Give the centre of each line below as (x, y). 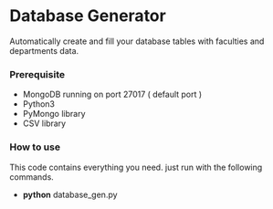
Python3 (38, 104)
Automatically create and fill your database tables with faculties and (137, 41)
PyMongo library (54, 114)
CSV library (44, 123)
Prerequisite (37, 74)
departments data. (44, 50)
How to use (35, 147)
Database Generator (88, 16)
